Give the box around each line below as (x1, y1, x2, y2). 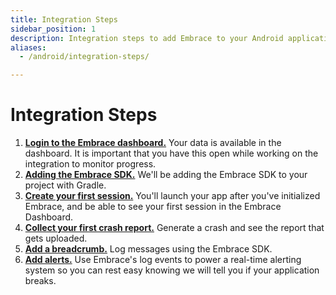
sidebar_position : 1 (10, 24, 97, 34)
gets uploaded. (24, 232, 88, 245)
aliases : (10, 42, 47, 53)
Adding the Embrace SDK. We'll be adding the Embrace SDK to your (24, 169, 308, 181)
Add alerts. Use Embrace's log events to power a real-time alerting (24, 254, 302, 266)
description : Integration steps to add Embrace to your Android (10, 33, 284, 43)
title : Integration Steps (10, 14, 118, 25)
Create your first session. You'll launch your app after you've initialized (24, 190, 321, 202)
